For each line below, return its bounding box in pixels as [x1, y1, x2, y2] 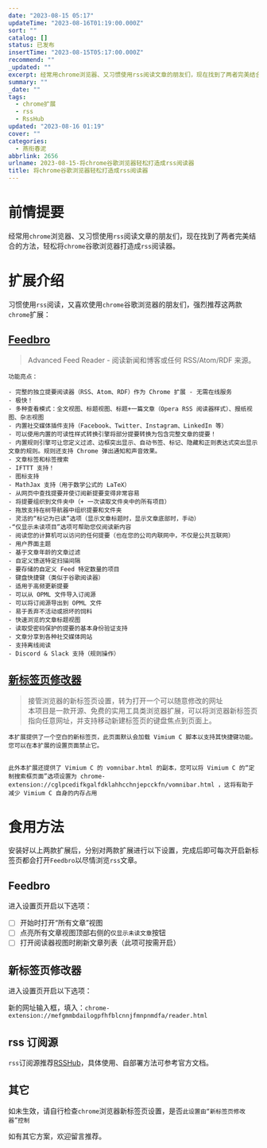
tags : [8, 93, 26, 101]
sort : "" [8, 26, 37, 34]
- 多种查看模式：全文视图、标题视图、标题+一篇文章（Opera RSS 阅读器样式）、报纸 [8, 404, 247, 413]
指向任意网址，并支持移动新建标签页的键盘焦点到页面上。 [27, 716, 216, 725]
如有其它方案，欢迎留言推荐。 [8, 1131, 106, 1141]
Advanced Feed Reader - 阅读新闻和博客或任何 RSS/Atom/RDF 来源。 [27, 355, 256, 365]
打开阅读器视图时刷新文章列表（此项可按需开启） [19, 938, 180, 948]
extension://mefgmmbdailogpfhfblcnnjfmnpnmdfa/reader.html [8, 1012, 208, 1020]
